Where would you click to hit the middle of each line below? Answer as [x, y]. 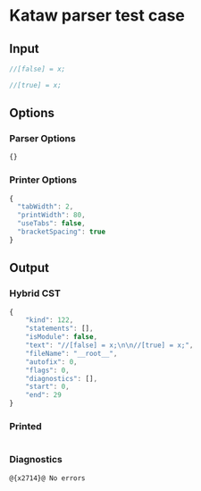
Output [29, 268]
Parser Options [42, 139]
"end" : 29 [44, 395]
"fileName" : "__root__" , [71, 353]
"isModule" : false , [62, 337]
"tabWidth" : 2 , [46, 207]
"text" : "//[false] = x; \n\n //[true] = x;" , [109, 345]
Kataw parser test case [97, 16]
